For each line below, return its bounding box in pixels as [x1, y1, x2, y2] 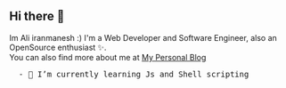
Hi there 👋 [9, 9, 65, 24]
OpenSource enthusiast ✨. [9, 42, 107, 52]
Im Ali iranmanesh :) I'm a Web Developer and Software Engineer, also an [9, 32, 278, 43]
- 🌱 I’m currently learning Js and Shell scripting [18, 68, 249, 79]
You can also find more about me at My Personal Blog [9, 52, 207, 62]
